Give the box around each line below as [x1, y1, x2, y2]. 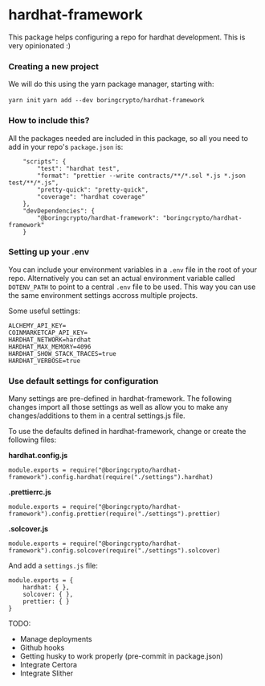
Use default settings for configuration [8, 375, 159, 386]
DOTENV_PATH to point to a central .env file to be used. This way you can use [8, 282, 256, 291]
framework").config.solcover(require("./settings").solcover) [8, 547, 221, 555]
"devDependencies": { [22, 207, 95, 215]
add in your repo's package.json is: [8, 142, 124, 151]
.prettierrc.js [8, 487, 52, 497]
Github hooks [19, 643, 65, 653]
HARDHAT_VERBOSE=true [8, 357, 81, 365]
